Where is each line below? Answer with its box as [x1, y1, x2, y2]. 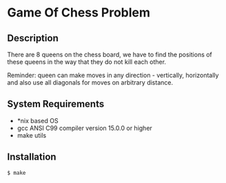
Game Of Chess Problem [7, 5, 150, 21]
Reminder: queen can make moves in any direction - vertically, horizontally [7, 71, 219, 79]
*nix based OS [17, 116, 59, 125]
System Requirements [7, 98, 105, 110]
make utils [17, 131, 47, 139]
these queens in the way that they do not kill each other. [7, 58, 167, 66]
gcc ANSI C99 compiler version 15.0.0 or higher [17, 124, 153, 132]
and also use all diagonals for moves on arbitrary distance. [7, 78, 174, 87]
